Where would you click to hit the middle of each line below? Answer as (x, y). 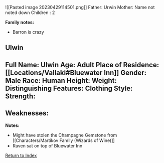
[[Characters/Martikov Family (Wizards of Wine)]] (63, 140)
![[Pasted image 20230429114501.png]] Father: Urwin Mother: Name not (80, 7)
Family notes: (20, 22)
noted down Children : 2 (30, 13)
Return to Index (21, 155)
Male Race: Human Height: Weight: (61, 80)
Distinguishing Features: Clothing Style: (69, 88)
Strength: (21, 96)
